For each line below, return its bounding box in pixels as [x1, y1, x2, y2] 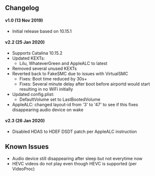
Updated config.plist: [12, 91, 54, 97]
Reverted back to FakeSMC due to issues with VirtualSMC [12, 70, 128, 77]
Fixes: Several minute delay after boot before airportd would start [19, 81, 150, 87]
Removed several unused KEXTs [12, 65, 77, 71]
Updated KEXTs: [12, 55, 45, 61]
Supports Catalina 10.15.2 [12, 50, 63, 56]
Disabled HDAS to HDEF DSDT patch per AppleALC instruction [12, 128, 137, 134]
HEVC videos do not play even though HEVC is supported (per [12, 160, 137, 166]
